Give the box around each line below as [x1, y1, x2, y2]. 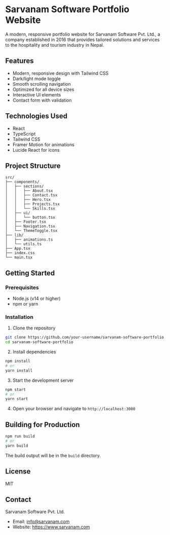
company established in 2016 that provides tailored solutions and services [5, 37, 160, 43]
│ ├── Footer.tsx [5, 219, 47, 224]
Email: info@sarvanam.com [12, 519, 70, 525]
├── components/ [5, 179, 39, 185]
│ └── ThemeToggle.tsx [5, 228, 58, 233]
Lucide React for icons [12, 147, 60, 153]
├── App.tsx [5, 246, 30, 251]
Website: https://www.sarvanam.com [12, 524, 90, 530]
